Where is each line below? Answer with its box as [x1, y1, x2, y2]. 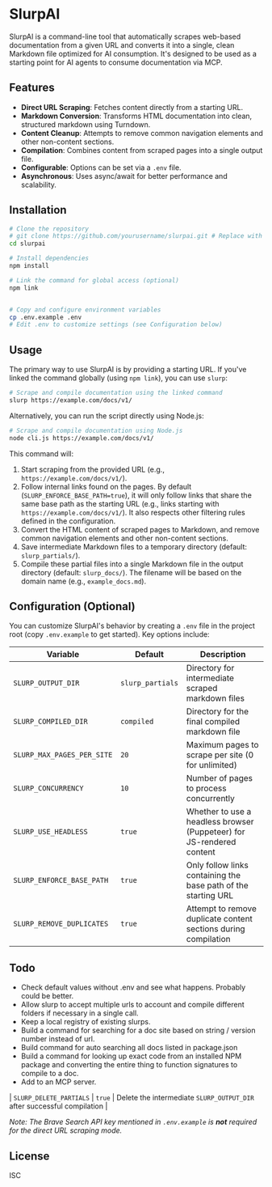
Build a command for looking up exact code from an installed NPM [20, 1051, 242, 1061]
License [9, 1149, 50, 1163]
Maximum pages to [186, 740, 259, 751]
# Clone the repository [9, 224, 90, 233]
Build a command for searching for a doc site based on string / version [20, 1025, 256, 1036]
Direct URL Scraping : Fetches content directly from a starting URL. [20, 102, 244, 112]
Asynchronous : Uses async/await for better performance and [20, 171, 228, 180]
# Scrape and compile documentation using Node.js [9, 426, 183, 435]
